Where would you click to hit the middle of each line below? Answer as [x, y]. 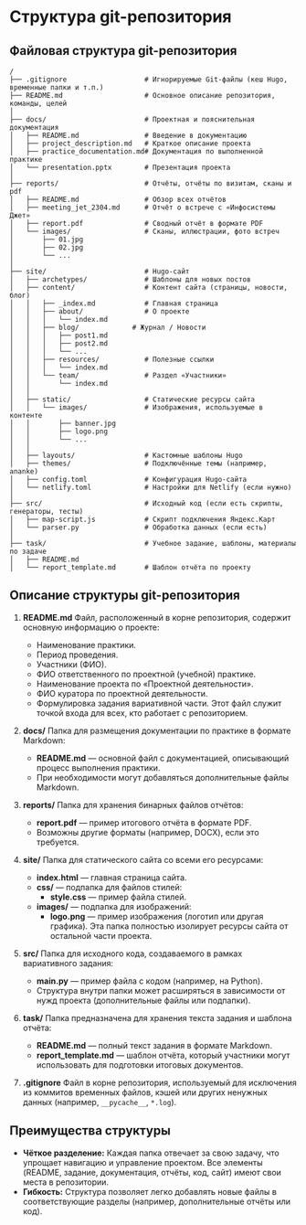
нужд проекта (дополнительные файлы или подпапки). [143, 1000]
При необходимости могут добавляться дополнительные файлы [163, 777]
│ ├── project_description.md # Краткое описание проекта [130, 144]
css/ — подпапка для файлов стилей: [109, 887]
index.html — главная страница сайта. [111, 877]
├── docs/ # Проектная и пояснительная [132, 120]
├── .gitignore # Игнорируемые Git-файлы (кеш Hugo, [148, 80]
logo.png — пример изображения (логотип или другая [157, 916]
